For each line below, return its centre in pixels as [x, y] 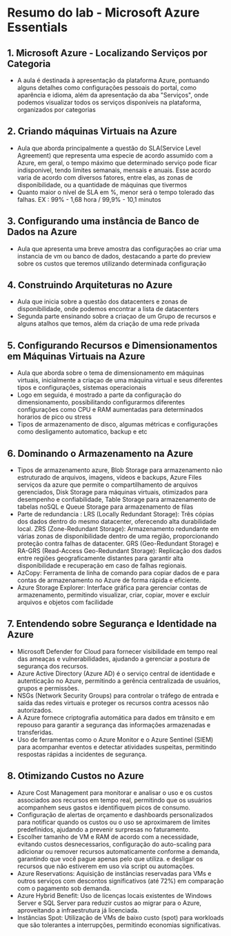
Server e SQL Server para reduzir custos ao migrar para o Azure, [109, 903]
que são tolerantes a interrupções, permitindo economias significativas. [119, 925]
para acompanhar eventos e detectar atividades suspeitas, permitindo [117, 747]
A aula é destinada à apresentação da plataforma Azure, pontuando [113, 80]
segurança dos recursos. [52, 666]
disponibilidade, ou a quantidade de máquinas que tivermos [102, 185]
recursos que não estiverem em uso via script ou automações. [106, 866]
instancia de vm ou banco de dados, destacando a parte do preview [114, 256]
